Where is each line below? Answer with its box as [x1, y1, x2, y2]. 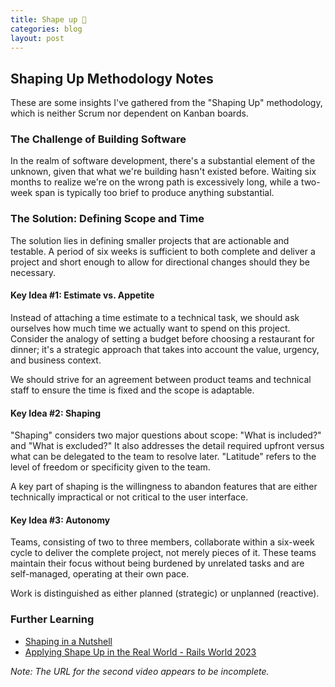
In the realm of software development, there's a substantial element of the [10, 155, 316, 167]
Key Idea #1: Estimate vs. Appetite [10, 289, 155, 301]
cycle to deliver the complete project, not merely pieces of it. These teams [10, 547, 317, 559]
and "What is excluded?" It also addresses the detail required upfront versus [10, 440, 325, 452]
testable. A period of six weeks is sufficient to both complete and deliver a [10, 245, 316, 257]
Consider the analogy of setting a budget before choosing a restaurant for [10, 332, 315, 345]
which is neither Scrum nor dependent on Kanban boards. [10, 107, 249, 120]
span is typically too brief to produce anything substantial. [34, 187, 275, 199]
